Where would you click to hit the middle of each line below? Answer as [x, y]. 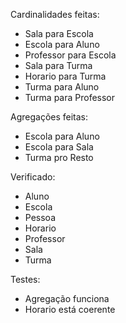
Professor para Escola [70, 55]
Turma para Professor [70, 97]
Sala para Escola [59, 33]
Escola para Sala [59, 147]
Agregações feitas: [49, 117]
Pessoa [40, 217]
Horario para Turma [65, 76]
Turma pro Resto [59, 157]
